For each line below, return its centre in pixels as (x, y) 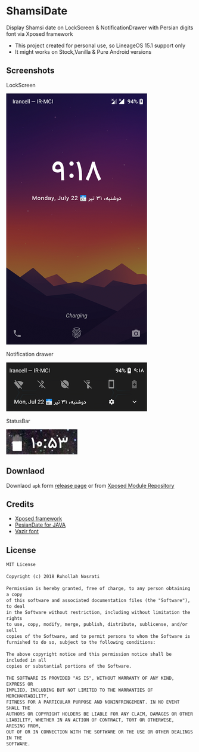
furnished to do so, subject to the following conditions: (81, 643)
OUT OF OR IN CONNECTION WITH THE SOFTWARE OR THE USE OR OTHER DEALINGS (100, 732)
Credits (20, 504)
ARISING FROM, (24, 726)
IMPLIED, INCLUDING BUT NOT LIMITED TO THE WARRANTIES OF (80, 690)
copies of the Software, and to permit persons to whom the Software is (98, 637)
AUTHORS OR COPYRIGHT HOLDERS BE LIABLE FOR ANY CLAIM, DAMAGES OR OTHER (100, 714)
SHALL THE (18, 708)
